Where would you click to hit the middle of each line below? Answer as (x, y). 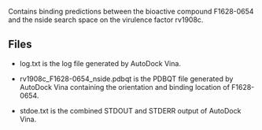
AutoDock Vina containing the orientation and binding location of (125, 87)
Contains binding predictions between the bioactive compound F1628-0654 (131, 11)
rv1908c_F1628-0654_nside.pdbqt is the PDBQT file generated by (126, 79)
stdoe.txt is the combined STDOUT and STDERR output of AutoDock (130, 110)
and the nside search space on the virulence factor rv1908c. (106, 20)
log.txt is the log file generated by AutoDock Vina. (100, 63)
